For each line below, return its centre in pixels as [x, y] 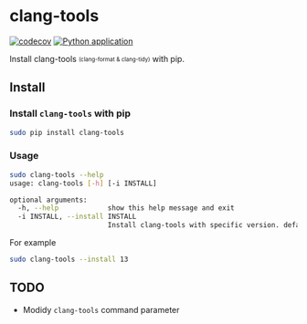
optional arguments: [49, 200]
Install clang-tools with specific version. [194, 225]
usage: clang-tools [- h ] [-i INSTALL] [83, 183]
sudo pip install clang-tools [67, 132]
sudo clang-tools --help [57, 174]
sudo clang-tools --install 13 [69, 260]
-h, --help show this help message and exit [126, 208]
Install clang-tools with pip [70, 113]
